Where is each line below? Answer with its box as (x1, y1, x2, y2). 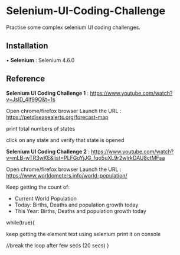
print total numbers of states (6, 125, 76, 132)
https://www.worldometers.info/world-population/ (6, 172, 128, 179)
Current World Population (14, 195, 77, 202)
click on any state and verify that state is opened (6, 136, 125, 143)
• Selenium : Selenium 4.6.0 (6, 56, 75, 63)
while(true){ (6, 219, 35, 226)
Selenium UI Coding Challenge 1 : (6, 89, 89, 96)
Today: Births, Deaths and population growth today (14, 201, 139, 208)
